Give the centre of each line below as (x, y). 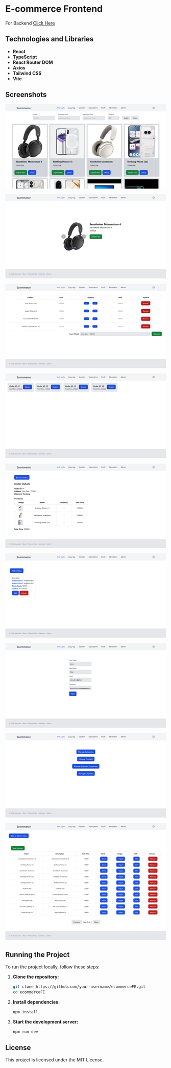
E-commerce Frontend (54, 9)
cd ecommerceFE (29, 992)
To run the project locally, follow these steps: (52, 967)
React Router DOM (33, 62)
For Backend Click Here (30, 23)
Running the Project (38, 954)
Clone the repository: (36, 977)
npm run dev (25, 1032)
